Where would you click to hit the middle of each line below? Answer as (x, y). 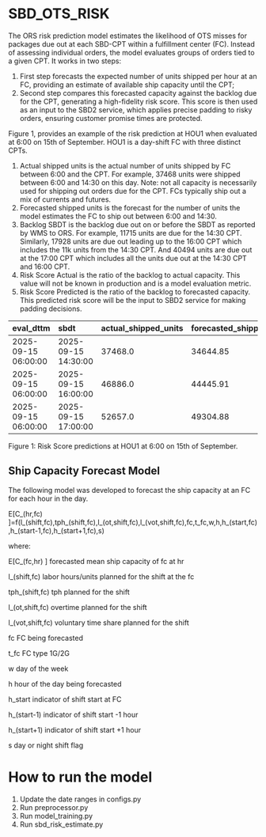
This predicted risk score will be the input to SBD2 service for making (133, 300)
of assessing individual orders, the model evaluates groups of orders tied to (131, 52)
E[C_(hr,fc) (26, 513)
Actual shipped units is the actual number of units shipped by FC (125, 165)
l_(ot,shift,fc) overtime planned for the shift (78, 607)
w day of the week (38, 668)
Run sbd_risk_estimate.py (61, 824)
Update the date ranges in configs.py (80, 799)
